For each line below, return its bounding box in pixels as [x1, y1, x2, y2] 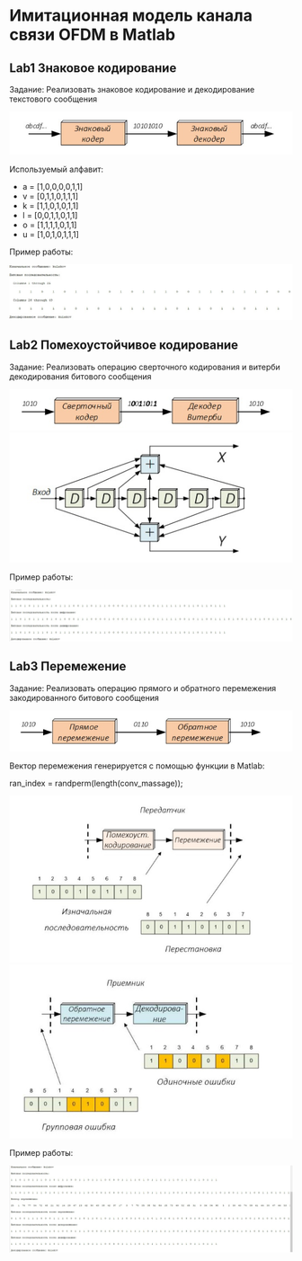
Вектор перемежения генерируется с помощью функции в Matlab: [9, 760, 265, 771]
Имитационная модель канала [9, 5, 253, 26]
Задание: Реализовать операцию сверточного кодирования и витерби [9, 361, 280, 372]
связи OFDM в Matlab [9, 24, 176, 45]
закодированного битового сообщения [9, 692, 159, 703]
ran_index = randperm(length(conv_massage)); [9, 778, 183, 789]
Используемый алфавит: [9, 164, 104, 174]
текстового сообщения [9, 93, 97, 104]
